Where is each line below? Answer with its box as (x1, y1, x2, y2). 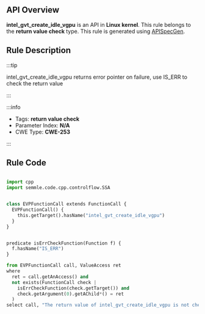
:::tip (6, 61, 18, 69)
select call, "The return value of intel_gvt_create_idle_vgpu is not (6, 302, 190, 309)
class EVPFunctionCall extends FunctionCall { (6, 201, 127, 207)
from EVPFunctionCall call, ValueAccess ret (6, 262, 121, 269)
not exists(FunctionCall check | (12, 279, 97, 285)
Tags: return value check (15, 115, 80, 123)
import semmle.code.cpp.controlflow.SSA (6, 185, 111, 191)
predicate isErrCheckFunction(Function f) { (6, 240, 121, 246)
